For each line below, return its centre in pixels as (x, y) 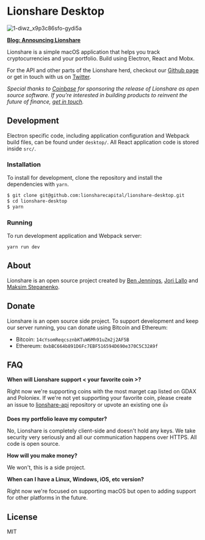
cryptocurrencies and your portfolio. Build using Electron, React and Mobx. (101, 58)
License (22, 517)
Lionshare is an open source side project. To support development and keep (103, 321)
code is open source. (34, 444)
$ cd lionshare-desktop (37, 201)
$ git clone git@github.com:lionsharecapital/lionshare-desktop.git (96, 196)
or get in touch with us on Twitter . (49, 76)
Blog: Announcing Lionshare (44, 40)
